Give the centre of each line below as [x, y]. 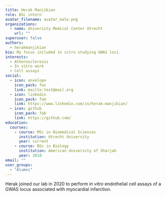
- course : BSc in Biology [42, 146]
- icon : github [26, 109]
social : [13, 76]
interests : [17, 57]
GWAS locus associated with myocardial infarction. [58, 189]
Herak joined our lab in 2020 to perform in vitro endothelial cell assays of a [83, 184]
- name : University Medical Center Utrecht [56, 29]
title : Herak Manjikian [30, 10]
